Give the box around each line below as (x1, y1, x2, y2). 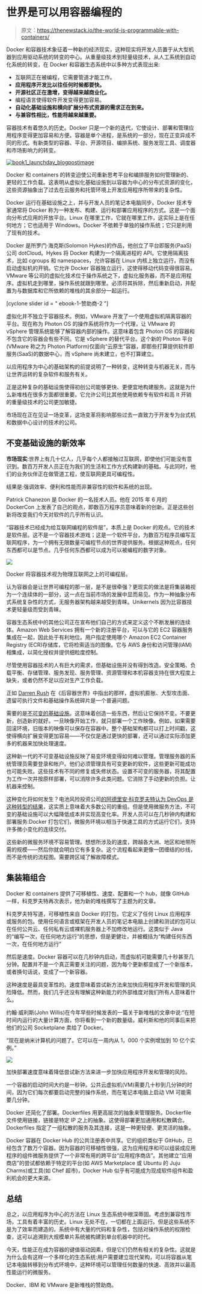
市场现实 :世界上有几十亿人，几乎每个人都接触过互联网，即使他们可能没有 (6, 455, 188, 462)
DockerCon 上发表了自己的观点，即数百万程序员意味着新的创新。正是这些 (6, 503, 189, 511)
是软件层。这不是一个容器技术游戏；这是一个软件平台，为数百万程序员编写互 (6, 531, 196, 538)
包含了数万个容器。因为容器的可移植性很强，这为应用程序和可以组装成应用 (11, 1144, 196, 1151)
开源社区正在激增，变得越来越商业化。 (14, 89, 110, 96)
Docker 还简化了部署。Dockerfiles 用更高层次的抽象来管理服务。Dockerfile (6, 1109, 191, 1116)
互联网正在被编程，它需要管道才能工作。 (14, 73, 115, 81)
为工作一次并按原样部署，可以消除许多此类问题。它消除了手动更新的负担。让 (6, 775, 196, 782)
